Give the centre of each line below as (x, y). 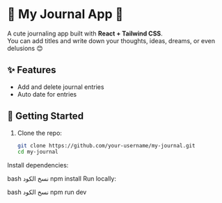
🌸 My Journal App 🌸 (65, 14)
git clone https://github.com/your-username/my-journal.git (106, 145)
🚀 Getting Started (46, 116)
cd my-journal (38, 152)
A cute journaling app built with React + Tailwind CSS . (85, 33)
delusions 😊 (25, 48)
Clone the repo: (40, 133)
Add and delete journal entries (61, 87)
